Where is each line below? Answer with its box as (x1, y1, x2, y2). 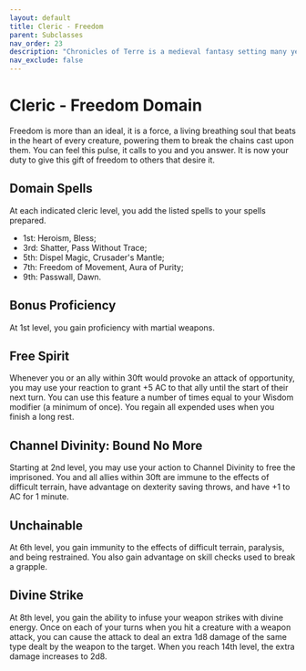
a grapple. (9, 561, 48, 571)
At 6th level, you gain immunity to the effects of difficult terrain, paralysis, (9, 542, 285, 552)
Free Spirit (9, 348, 70, 363)
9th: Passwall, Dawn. (22, 271, 102, 282)
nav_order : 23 (9, 38, 64, 48)
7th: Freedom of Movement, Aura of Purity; (22, 261, 184, 272)
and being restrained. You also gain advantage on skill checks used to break (9, 551, 296, 562)
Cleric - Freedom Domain (9, 95, 203, 116)
